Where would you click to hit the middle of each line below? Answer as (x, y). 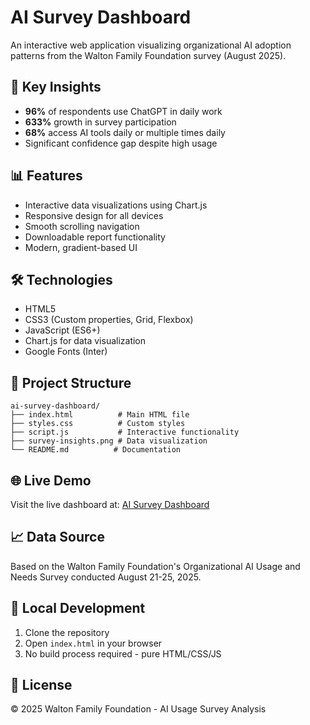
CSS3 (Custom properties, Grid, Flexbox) (109, 320)
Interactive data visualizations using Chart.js (116, 205)
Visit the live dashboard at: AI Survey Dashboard (110, 504)
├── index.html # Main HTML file (100, 415)
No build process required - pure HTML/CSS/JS (123, 653)
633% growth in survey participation (100, 122)
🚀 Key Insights (56, 87)
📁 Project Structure (71, 382)
